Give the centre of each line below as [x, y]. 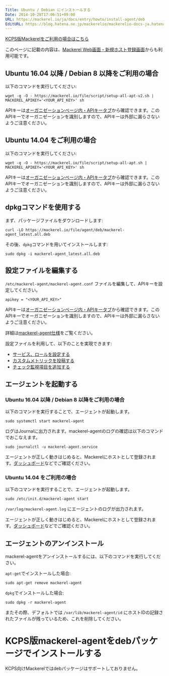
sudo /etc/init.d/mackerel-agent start [47, 499]
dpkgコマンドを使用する [43, 207]
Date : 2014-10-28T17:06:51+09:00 [40, 15]
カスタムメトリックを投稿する [43, 360]
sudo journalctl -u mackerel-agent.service [52, 447]
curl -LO [14, 230]
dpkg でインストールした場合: [35, 593]
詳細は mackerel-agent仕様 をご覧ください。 [50, 332]
